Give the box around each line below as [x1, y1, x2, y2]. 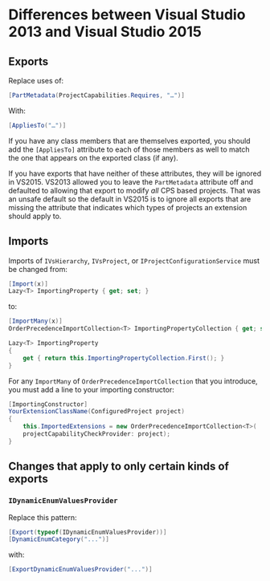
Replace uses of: [8, 76, 64, 85]
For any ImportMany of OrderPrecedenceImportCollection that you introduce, [8, 376, 259, 386]
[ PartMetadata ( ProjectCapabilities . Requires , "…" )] [8, 91, 185, 100]
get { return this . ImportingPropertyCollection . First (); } [22, 354, 225, 362]
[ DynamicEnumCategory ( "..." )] [8, 535, 110, 543]
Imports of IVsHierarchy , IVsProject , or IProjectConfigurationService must [8, 255, 260, 266]
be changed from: [8, 264, 68, 274]
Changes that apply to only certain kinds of [8, 460, 229, 473]
